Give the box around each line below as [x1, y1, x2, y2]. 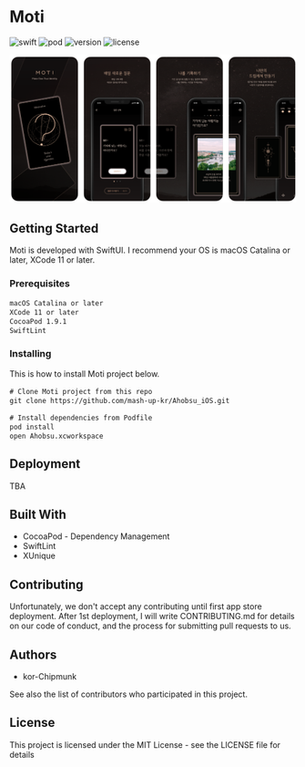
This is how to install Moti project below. [9, 368, 160, 379]
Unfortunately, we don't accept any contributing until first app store [9, 601, 262, 612]
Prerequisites [9, 277, 70, 290]
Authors [9, 647, 57, 662]
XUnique [22, 550, 56, 562]
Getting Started [9, 221, 99, 236]
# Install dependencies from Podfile [9, 413, 153, 422]
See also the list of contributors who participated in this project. [9, 689, 249, 700]
